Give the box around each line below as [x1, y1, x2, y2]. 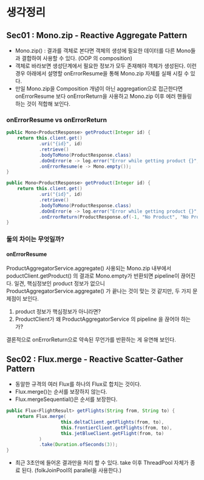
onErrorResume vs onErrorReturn [6, 115, 107, 124]
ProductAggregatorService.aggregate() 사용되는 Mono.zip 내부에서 [6, 265, 172, 272]
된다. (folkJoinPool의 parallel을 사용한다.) [21, 467, 122, 474]
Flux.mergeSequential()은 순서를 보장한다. [15, 396, 118, 403]
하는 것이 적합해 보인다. [15, 100, 71, 107]
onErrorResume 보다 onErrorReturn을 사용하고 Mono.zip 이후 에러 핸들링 [15, 92, 192, 100]
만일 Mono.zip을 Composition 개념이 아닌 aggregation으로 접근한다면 [15, 85, 183, 92]
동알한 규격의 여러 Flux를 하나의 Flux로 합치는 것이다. [15, 380, 141, 388]
